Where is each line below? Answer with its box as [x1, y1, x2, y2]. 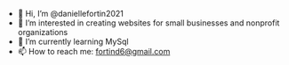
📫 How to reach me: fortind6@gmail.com [17, 47, 171, 56]
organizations [17, 27, 68, 37]
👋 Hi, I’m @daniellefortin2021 [17, 9, 124, 18]
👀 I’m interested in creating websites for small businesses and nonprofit [17, 18, 280, 28]
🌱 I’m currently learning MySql [17, 36, 129, 47]
